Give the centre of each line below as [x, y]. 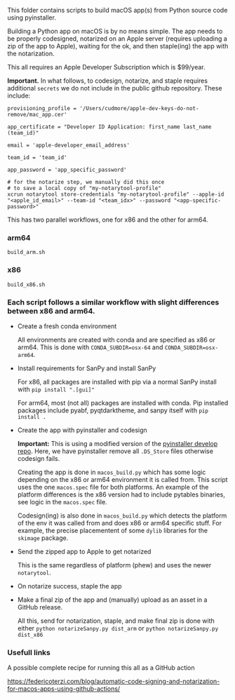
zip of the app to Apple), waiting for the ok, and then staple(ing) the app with [118, 46]
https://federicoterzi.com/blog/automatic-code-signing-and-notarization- [114, 681]
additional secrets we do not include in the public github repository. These [115, 88]
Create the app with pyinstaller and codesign [82, 430]
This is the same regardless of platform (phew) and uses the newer [114, 565]
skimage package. [43, 538]
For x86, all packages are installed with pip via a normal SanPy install [117, 382]
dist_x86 [30, 635]
